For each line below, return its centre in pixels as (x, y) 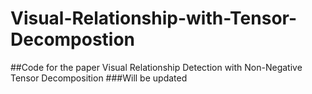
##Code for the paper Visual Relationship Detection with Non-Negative (156, 67)
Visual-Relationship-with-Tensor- (154, 18)
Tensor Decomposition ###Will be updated (99, 78)
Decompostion (73, 39)
